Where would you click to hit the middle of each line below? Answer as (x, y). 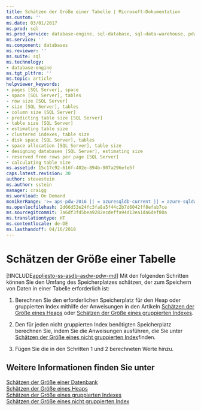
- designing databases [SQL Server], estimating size (75, 151)
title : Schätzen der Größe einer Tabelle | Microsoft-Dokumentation (93, 12)
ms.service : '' (25, 40)
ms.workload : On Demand (36, 196)
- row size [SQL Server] (37, 101)
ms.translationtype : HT (36, 218)
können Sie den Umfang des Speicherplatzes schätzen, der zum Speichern (99, 282)
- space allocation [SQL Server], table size (64, 145)
